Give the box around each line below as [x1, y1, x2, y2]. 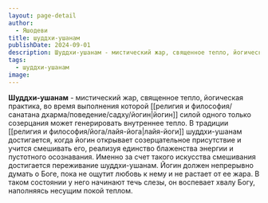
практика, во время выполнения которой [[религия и [8, 101, 190, 111]
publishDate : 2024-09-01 [8, 41, 91, 49]
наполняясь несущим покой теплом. [8, 185, 133, 195]
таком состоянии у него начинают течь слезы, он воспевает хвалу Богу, [8, 177, 255, 187]
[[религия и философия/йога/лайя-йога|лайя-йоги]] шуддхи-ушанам [8, 127, 242, 136]
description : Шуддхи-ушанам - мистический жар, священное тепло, [8, 49, 230, 57]
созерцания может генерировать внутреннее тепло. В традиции [8, 118, 229, 127]
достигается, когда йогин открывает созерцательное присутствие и [8, 135, 242, 144]
